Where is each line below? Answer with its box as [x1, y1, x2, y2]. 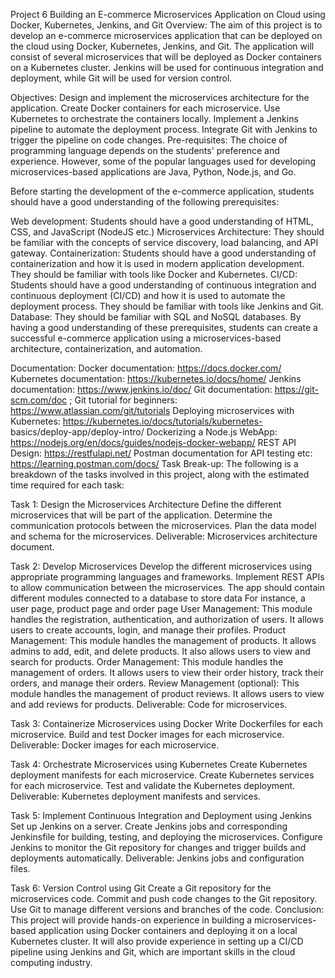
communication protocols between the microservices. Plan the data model [10, 520, 317, 531]
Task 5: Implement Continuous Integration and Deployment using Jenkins [10, 810, 312, 821]
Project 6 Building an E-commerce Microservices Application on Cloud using [10, 9, 326, 20]
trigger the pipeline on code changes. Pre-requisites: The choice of [10, 134, 288, 146]
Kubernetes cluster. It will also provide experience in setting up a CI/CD [10, 935, 304, 947]
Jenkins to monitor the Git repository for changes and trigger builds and [10, 842, 307, 853]
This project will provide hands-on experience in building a [10, 914, 253, 926]
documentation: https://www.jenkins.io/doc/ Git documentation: [10, 384, 273, 395]
